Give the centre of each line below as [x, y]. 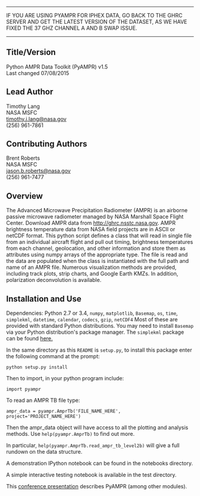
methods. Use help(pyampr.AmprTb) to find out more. [71, 434]
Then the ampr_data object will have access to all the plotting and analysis [97, 427]
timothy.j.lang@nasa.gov [36, 119]
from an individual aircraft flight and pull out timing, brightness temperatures [100, 242]
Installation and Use [44, 299]
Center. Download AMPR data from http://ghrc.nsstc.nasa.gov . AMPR [91, 223]
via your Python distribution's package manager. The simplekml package [95, 332]
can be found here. [29, 339]
